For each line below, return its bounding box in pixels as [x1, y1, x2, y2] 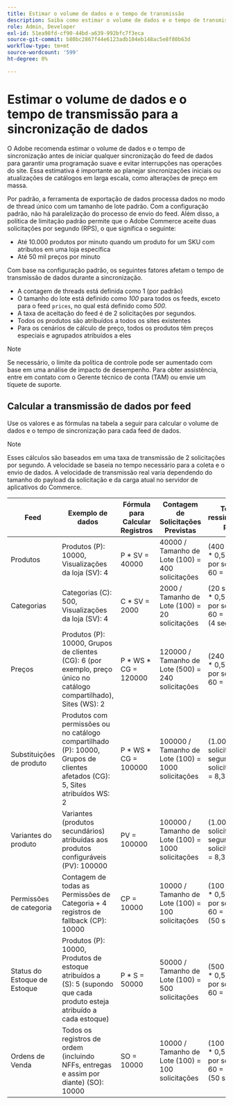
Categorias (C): [62, 587, 112, 597]
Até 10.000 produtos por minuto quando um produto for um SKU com [17, 237, 215, 246]
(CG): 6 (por [62, 655, 102, 665]
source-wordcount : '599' [7, 49, 79, 56]
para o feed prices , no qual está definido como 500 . [17, 301, 167, 310]
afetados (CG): [62, 771, 110, 781]
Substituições [10, 749, 55, 759]
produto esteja [62, 996, 110, 1006]
